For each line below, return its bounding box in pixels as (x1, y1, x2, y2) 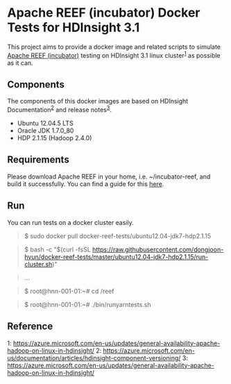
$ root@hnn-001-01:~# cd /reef (24, 287, 114, 295)
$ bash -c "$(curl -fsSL (24, 245, 92, 253)
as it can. (7, 58, 33, 67)
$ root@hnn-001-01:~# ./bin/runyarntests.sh (24, 300, 151, 308)
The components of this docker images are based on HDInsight (7, 97, 189, 106)
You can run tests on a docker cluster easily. (7, 218, 134, 226)
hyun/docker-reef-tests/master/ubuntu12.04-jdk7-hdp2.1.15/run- (24, 252, 209, 261)
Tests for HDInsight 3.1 (7, 19, 140, 35)
